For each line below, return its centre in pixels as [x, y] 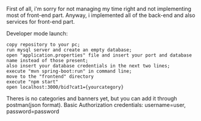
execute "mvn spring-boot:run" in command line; [69, 71]
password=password [33, 111]
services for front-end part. [41, 22]
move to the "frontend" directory [50, 77]
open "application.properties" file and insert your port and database [99, 55]
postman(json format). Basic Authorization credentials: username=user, [96, 105]
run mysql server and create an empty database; [69, 50]
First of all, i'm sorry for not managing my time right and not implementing [99, 9]
